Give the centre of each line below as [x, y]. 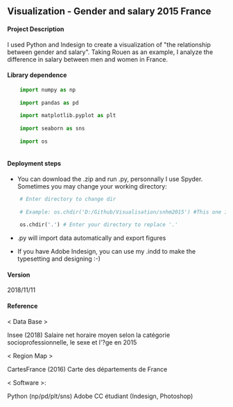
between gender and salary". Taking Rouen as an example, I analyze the [110, 52]
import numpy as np [48, 89]
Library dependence [37, 75]
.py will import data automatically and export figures [92, 238]
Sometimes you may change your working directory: [92, 186]
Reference [23, 306]
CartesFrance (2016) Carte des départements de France [87, 369]
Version [19, 275]
